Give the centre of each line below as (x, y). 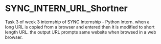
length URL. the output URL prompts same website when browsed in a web (81, 32)
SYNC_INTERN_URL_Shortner (67, 8)
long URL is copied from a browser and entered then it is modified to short (80, 27)
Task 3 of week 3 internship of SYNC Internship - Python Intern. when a (78, 22)
